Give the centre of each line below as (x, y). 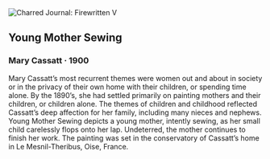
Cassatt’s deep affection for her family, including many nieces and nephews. (135, 112)
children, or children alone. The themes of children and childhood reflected (133, 104)
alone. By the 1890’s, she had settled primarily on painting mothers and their (135, 95)
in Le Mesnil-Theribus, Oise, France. (69, 146)
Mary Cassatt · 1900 (49, 61)
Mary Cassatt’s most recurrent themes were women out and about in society (135, 78)
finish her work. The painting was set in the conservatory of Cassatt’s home (134, 138)
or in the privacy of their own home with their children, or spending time (128, 87)
